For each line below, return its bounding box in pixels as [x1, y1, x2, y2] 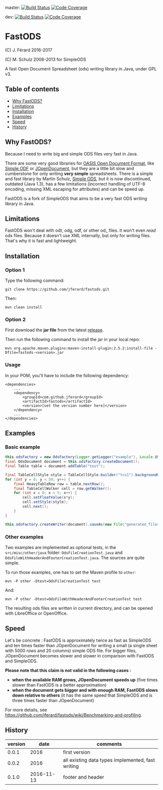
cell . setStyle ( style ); [22, 499, 68, 505]
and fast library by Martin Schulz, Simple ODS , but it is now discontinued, [5, 175, 151, 182]
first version [63, 749, 91, 756]
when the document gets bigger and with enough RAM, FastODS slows [12, 687, 158, 693]
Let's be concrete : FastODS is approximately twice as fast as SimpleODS [5, 637, 151, 643]
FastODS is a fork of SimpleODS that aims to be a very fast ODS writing [5, 195, 147, 201]
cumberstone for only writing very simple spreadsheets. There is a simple [5, 171, 153, 176]
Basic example [5, 444, 40, 450]
